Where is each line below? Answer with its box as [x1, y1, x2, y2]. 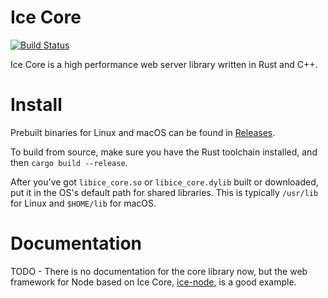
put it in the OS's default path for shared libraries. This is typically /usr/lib [10, 186, 319, 198]
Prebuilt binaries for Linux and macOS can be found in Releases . [10, 126, 276, 138]
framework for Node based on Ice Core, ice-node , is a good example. [10, 276, 297, 288]
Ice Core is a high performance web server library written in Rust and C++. [10, 58, 318, 70]
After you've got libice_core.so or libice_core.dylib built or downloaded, [10, 176, 319, 188]
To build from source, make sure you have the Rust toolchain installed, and [10, 146, 318, 158]
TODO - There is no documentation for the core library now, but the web [10, 265, 308, 277]
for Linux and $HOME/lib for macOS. [10, 197, 157, 209]
